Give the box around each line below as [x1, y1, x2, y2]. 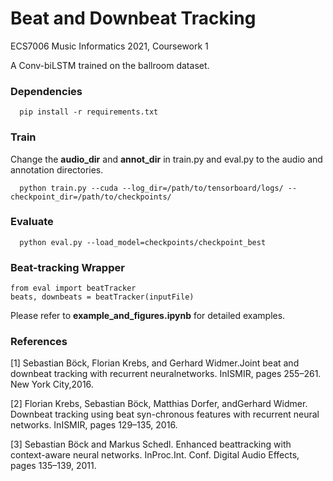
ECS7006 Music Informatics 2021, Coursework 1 [10, 40, 209, 52]
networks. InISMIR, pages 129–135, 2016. [10, 419, 178, 431]
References [10, 335, 68, 349]
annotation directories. [10, 163, 104, 176]
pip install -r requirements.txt [19, 107, 159, 117]
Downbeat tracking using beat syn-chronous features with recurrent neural [10, 408, 320, 421]
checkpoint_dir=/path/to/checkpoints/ [10, 192, 172, 202]
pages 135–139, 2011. [10, 460, 97, 472]
